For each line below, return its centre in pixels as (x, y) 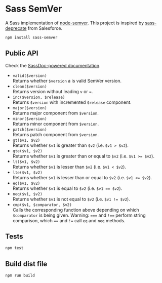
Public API (22, 53)
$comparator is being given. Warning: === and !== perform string (79, 215)
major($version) (30, 108)
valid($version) (30, 76)
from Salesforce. (45, 28)
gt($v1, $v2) (26, 140)
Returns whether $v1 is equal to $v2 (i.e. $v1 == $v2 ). (67, 188)
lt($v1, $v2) (26, 162)
